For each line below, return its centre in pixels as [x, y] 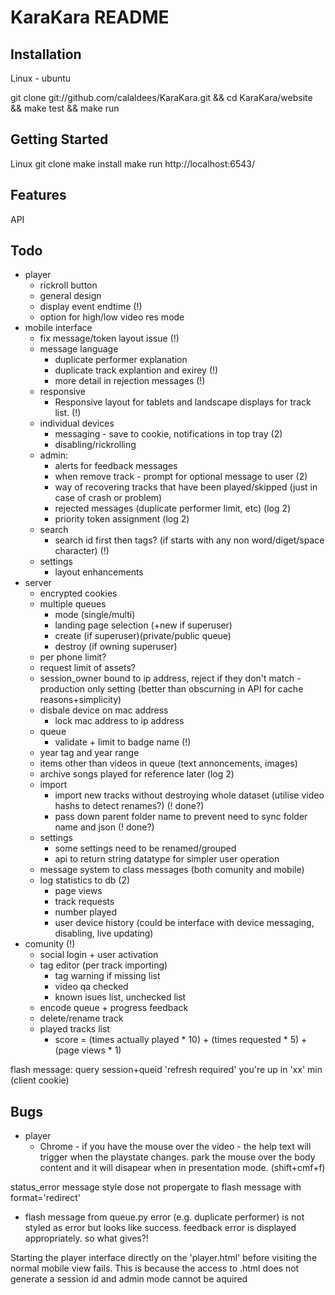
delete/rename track [81, 1018]
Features [38, 195]
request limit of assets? [87, 668]
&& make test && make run [65, 108]
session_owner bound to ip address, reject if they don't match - [170, 678]
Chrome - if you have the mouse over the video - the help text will [175, 1147]
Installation [46, 54]
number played [86, 912]
